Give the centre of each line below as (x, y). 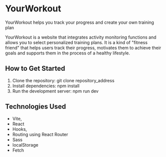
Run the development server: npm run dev (55, 91)
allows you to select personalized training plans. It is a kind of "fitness (76, 42)
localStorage (25, 145)
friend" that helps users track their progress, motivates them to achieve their (83, 48)
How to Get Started (35, 69)
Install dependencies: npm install (46, 86)
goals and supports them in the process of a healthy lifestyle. (68, 53)
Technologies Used (35, 107)
